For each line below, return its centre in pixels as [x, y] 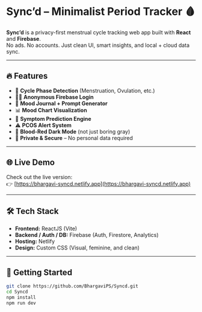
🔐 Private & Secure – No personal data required [74, 138]
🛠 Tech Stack [32, 211]
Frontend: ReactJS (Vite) [46, 228]
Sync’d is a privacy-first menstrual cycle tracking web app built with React [99, 32]
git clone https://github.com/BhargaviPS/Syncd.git [72, 286]
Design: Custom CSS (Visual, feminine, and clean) [77, 248]
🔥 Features [27, 76]
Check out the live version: [39, 177]
